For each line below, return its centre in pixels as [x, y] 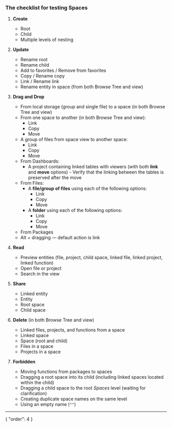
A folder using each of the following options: [75, 210]
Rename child [35, 65]
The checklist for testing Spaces [47, 8]
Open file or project [41, 268]
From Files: [32, 183]
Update [21, 50]
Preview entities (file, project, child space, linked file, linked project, [91, 258]
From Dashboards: [40, 161]
